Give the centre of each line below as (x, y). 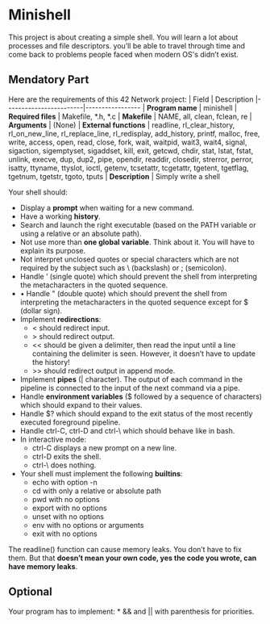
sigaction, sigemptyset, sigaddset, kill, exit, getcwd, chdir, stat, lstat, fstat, (131, 150)
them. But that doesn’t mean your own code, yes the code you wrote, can (133, 558)
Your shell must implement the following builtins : (101, 473)
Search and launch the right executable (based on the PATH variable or (138, 224)
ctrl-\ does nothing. (64, 465)
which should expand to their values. (81, 404)
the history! (51, 362)
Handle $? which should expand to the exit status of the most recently (136, 413)
